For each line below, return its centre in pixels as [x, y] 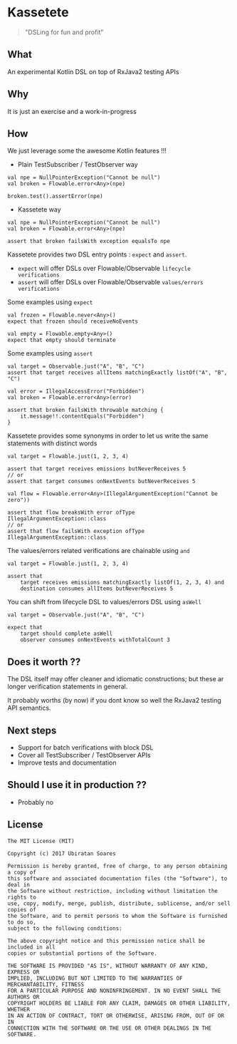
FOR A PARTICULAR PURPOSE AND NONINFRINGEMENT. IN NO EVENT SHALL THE [114, 991]
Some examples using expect [50, 302]
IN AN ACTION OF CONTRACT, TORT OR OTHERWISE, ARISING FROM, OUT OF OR [116, 1015]
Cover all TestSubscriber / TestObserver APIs [84, 755]
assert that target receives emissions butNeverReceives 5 [97, 469]
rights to [22, 897]
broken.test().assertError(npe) [55, 197]
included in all [31, 947]
